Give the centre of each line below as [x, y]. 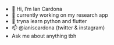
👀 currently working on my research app [60, 15]
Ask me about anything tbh [44, 36]
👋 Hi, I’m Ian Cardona [37, 9]
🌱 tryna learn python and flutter [49, 21]
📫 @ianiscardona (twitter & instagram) [58, 28]
